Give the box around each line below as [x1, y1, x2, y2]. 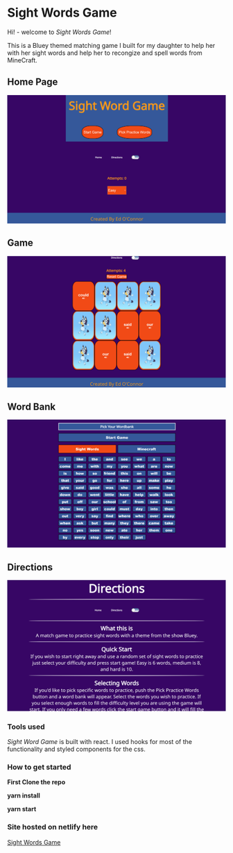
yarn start [7, 805, 37, 813]
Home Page [7, 76, 58, 88]
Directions [7, 561, 53, 573]
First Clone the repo [7, 778, 66, 786]
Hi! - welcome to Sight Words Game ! [7, 28, 112, 36]
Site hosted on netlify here [7, 822, 98, 832]
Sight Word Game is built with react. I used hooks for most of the [7, 737, 193, 745]
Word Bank [7, 400, 56, 412]
